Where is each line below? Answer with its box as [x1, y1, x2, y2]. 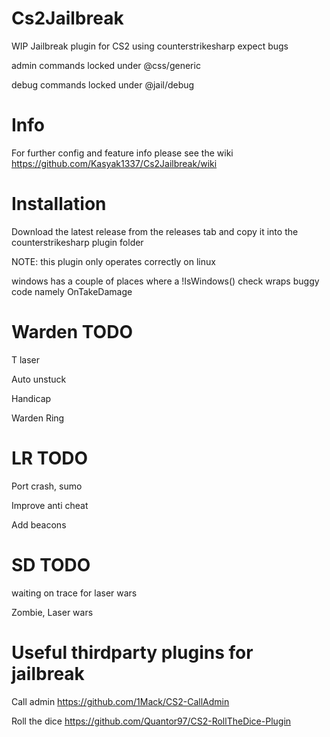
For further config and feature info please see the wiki [11, 147, 234, 159]
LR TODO [11, 447, 89, 469]
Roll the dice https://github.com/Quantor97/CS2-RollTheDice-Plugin [11, 715, 292, 727]
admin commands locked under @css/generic [11, 59, 201, 71]
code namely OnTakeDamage [11, 285, 133, 297]
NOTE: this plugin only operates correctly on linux [11, 255, 216, 267]
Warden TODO [11, 321, 133, 343]
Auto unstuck [11, 373, 67, 385]
